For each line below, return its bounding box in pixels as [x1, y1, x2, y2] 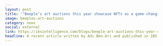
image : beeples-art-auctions [5, 16, 64, 21]
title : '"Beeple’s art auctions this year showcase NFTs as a [5, 11, 133, 16]
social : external [5, 25, 40, 30]
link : [5, 29, 16, 34]
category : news [5, 20, 36, 25]
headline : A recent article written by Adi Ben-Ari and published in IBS [5, 34, 158, 39]
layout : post [5, 7, 32, 12]
